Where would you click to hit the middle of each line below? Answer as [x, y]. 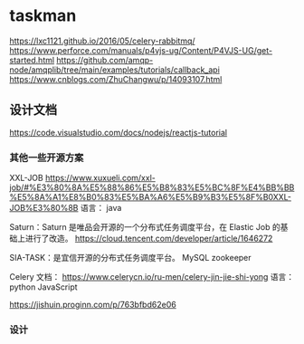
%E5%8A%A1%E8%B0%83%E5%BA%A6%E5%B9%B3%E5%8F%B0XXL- [151, 197]
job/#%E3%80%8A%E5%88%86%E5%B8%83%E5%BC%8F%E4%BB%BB [152, 187]
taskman [43, 16]
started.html [32, 60]
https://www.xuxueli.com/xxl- [100, 178]
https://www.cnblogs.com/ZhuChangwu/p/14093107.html [116, 79]
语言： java [101, 208]
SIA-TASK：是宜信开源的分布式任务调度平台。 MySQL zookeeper [130, 258]
